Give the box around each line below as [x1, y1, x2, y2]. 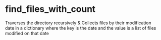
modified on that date [5, 30, 49, 36]
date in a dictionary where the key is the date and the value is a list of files [5, 25, 157, 31]
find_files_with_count [5, 3, 96, 15]
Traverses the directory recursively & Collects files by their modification [5, 20, 152, 26]
